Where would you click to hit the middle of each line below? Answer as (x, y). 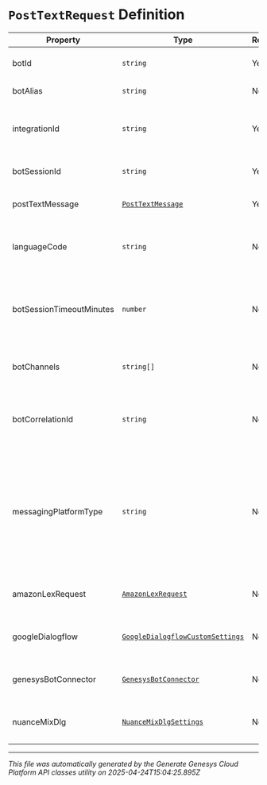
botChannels (36, 367)
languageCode (40, 246)
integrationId (36, 129)
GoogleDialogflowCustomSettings (183, 636)
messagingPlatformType (58, 511)
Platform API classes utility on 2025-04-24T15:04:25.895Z (104, 772)
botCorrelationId (43, 419)
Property (64, 40)
